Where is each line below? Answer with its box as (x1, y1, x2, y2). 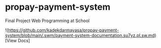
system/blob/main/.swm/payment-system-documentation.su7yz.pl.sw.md (5, 32, 155, 38)
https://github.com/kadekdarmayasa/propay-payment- (8, 27, 119, 33)
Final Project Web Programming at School (5, 18, 90, 24)
